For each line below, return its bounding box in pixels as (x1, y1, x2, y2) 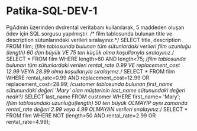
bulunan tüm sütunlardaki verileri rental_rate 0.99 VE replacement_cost (6, 61, 180, 69)
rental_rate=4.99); (6, 118, 50, 125)
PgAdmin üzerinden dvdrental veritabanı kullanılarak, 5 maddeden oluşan (6, 24, 185, 31)
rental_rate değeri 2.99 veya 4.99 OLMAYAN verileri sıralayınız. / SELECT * (6, 106, 188, 113)
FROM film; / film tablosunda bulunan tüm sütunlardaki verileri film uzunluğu (6, 43, 191, 50)
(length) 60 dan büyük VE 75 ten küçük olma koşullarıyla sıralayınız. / (6, 49, 175, 56)
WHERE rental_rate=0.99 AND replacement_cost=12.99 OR (6, 74, 150, 81)
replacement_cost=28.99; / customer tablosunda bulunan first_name (6, 80, 173, 87)
